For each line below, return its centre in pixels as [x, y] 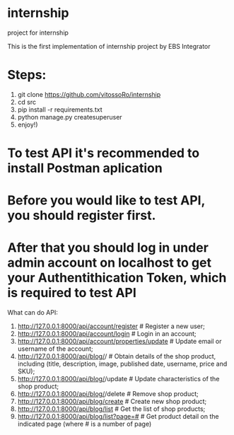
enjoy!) [28, 124]
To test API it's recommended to [104, 153]
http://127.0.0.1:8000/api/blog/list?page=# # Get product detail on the [118, 417]
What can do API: [33, 313]
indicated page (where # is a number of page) [84, 424]
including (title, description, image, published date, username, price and [122, 364]
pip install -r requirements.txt [60, 109]
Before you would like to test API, [106, 201]
